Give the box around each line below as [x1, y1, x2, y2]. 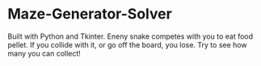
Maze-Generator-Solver [7, 5, 173, 23]
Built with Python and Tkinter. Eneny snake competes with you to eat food [7, 31, 254, 41]
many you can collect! [7, 48, 82, 58]
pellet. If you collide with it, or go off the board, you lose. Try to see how [7, 39, 247, 49]
